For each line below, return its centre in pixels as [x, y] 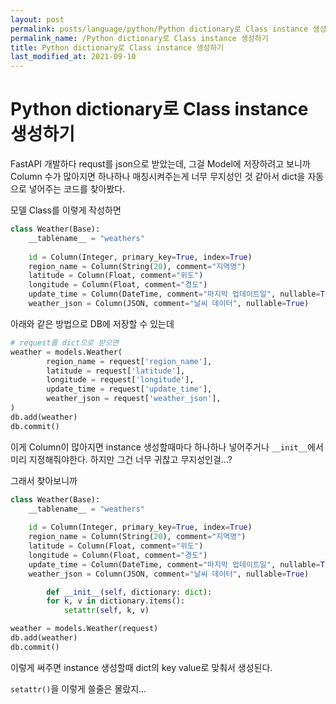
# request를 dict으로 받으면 [65, 342]
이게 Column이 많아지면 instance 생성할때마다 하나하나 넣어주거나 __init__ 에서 [167, 447]
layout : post [37, 19]
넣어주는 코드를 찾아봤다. [77, 189]
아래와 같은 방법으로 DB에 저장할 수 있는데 [92, 323]
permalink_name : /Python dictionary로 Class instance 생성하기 [139, 38]
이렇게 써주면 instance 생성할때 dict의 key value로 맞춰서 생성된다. [141, 667]
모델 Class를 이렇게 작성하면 [66, 210]
